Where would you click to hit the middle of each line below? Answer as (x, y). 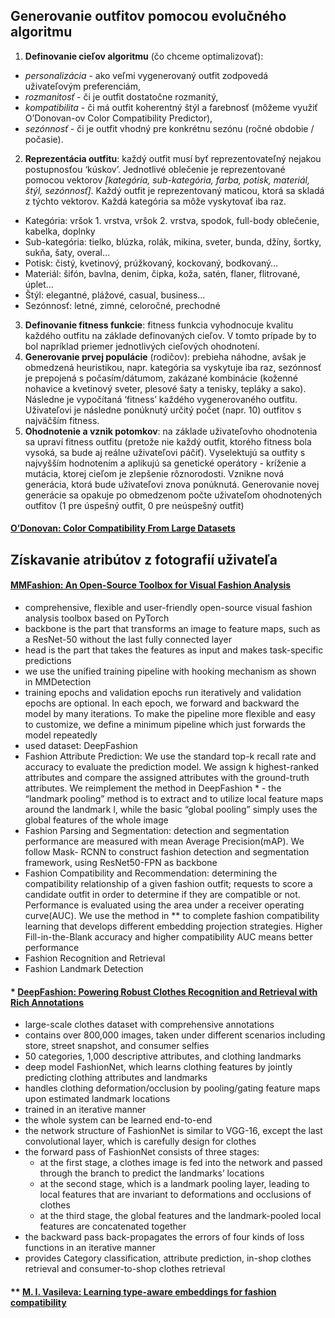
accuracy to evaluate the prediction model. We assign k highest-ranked (171, 767)
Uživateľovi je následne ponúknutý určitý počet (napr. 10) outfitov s (163, 410)
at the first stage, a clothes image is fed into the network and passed (181, 1163)
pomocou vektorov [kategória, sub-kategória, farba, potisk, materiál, (167, 180)
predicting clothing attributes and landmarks (116, 1078)
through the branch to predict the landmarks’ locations (152, 1173)
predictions (48, 660)
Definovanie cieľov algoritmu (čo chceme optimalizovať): (144, 56)
